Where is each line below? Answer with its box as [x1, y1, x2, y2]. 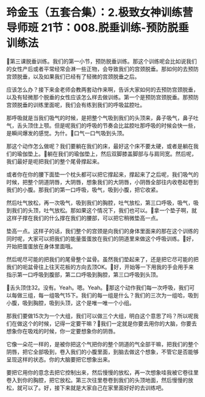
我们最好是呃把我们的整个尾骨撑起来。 [6, 157, 103, 165]
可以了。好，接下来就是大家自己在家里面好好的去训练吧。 [22, 384, 167, 391]
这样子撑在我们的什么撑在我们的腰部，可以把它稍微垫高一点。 [6, 214, 162, 221]
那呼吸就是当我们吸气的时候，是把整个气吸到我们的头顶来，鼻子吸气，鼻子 [6, 114, 193, 121]
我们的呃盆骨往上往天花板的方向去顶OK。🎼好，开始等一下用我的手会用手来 [6, 263, 194, 270]
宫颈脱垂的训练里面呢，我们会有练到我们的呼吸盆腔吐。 [6, 101, 145, 108]
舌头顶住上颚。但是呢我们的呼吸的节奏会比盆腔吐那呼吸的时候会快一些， [16, 122, 199, 129]
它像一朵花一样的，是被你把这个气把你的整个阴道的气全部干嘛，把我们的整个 [6, 340, 199, 347]
